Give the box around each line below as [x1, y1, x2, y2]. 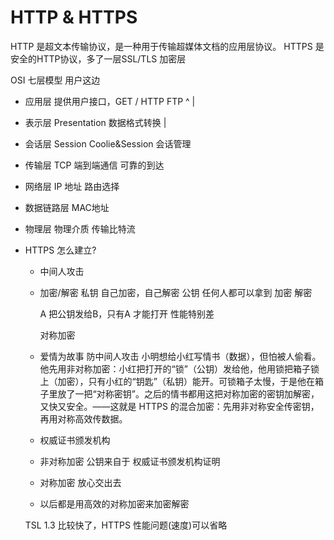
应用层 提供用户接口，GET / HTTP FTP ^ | [24, 95, 196, 107]
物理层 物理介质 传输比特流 [24, 222, 136, 235]
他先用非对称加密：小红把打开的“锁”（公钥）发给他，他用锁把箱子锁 [39, 362, 320, 375]
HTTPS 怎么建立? [24, 244, 97, 256]
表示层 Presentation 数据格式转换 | [24, 116, 167, 128]
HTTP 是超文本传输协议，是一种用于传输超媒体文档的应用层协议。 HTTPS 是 [10, 40, 325, 52]
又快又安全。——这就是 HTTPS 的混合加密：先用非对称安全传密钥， [39, 400, 320, 412]
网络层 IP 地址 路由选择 [24, 180, 120, 192]
